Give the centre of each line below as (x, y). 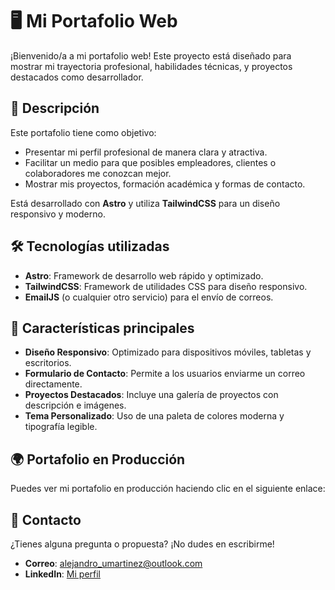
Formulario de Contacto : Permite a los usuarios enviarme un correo (165, 374)
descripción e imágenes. (75, 405)
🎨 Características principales (102, 328)
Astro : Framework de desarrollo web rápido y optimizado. (144, 275)
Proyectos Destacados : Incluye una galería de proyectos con (151, 395)
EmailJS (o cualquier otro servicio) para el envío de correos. (149, 297)
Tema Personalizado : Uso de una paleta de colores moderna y (154, 416)
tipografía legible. (61, 427)
